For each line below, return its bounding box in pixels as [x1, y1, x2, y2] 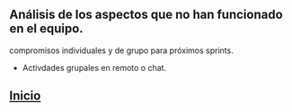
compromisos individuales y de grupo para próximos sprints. [9, 45, 234, 56]
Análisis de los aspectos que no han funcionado [9, 7, 283, 22]
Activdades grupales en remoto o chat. [22, 62, 167, 73]
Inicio [9, 89, 41, 104]
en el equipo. [9, 22, 84, 37]
